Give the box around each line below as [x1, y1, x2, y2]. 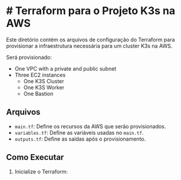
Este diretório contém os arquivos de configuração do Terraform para [6, 36, 175, 43]
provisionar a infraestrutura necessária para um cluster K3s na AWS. [6, 42, 173, 49]
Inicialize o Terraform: [14, 168, 68, 175]
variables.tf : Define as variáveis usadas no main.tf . [14, 129, 144, 136]
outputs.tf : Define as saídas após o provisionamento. [14, 135, 146, 142]
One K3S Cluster [23, 78, 64, 85]
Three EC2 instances [14, 71, 66, 78]
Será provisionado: [6, 54, 52, 61]
